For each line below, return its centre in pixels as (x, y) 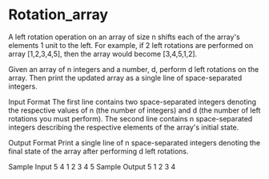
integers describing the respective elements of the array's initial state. (124, 127)
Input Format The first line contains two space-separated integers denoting (132, 101)
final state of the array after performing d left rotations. (99, 151)
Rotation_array (58, 15)
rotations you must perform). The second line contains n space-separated (130, 118)
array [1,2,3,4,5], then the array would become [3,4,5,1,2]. (103, 54)
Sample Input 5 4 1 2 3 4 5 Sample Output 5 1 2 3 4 (92, 166)
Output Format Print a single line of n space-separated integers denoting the (134, 142)
